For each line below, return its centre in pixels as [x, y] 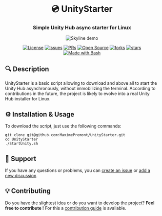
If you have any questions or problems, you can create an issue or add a [78, 170]
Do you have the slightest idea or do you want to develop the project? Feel [80, 203]
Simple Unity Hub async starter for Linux [82, 28]
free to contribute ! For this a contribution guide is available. [66, 208]
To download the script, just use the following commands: [63, 126]
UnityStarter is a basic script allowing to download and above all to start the [81, 83]
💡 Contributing [28, 191]
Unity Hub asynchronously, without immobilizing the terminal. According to [80, 89]
